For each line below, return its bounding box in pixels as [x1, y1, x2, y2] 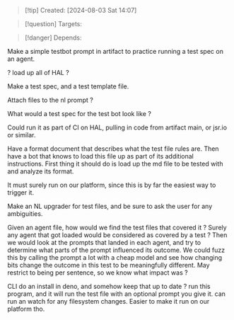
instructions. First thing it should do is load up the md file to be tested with [7, 159, 223, 168]
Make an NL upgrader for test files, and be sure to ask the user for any [7, 202, 213, 210]
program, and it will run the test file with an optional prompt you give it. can [7, 290, 226, 298]
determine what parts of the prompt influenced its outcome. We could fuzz [7, 246, 225, 254]
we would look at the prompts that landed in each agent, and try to [7, 239, 201, 246]
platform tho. [7, 304, 45, 313]
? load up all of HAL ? [7, 69, 69, 76]
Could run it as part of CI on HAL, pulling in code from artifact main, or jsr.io [7, 123, 228, 132]
